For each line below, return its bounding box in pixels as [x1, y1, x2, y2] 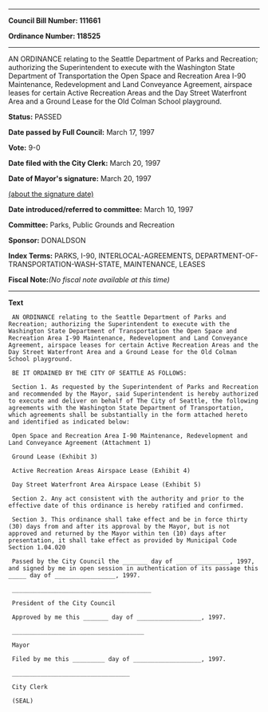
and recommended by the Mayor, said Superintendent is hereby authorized [8, 390, 259, 398]
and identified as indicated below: [8, 418, 130, 426]
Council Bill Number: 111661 [8, 16, 101, 25]
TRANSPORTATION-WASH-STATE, [8, 260, 122, 269]
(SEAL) [11, 697, 34, 705]
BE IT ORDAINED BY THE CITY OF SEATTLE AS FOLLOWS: [11, 369, 187, 377]
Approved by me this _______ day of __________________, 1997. [11, 613, 227, 621]
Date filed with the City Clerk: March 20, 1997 [8, 159, 161, 167]
